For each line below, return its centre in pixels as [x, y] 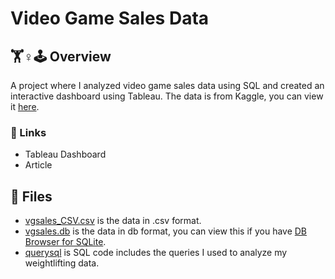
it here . [25, 106]
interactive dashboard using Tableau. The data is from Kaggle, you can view [167, 96]
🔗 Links [28, 132]
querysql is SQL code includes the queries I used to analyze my [156, 253]
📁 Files [31, 196]
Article [38, 165]
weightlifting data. [62, 263]
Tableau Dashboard [65, 154]
